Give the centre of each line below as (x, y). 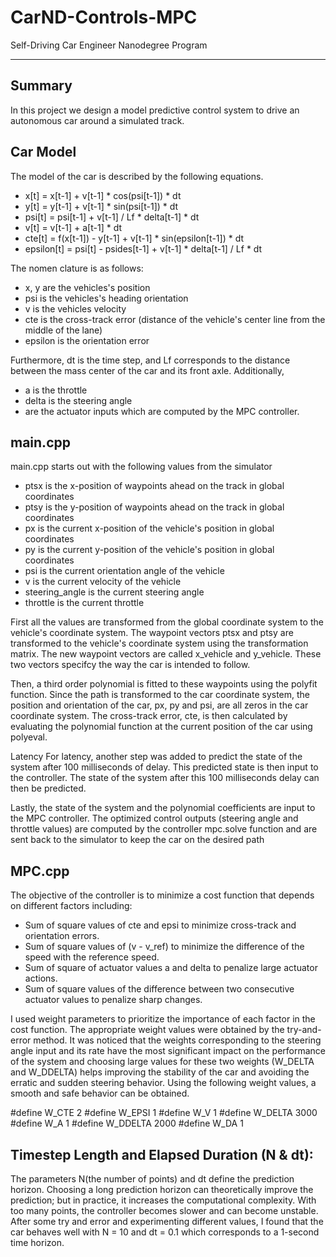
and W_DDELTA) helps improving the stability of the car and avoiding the (160, 1072)
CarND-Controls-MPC (104, 17)
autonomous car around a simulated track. (97, 120)
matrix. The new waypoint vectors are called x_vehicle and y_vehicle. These (166, 654)
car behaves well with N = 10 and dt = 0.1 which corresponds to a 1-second (165, 1232)
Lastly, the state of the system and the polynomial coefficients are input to (163, 808)
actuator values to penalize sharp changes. (113, 1000)
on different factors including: (71, 906)
